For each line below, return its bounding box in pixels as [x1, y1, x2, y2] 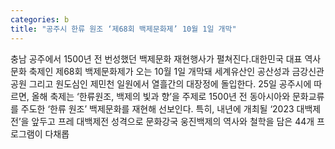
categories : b [10, 14, 70, 25]
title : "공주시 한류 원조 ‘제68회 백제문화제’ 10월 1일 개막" [10, 24, 237, 34]
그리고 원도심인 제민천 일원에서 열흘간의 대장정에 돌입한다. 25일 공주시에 [28, 77, 312, 90]
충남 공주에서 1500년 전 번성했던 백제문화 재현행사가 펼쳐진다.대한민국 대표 [10, 52, 303, 65]
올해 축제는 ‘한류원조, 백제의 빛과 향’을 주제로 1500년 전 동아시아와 [31, 90, 291, 102]
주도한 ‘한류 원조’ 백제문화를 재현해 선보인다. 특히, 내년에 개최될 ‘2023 [20, 102, 295, 115]
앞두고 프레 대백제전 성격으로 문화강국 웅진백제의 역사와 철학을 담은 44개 [31, 115, 315, 127]
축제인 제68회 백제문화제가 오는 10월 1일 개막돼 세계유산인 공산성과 [28, 65, 290, 77]
